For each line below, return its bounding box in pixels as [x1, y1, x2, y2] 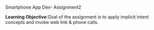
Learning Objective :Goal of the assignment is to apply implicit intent [5, 14, 149, 19]
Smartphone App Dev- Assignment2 [5, 4, 82, 10]
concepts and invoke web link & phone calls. [5, 19, 99, 25]
